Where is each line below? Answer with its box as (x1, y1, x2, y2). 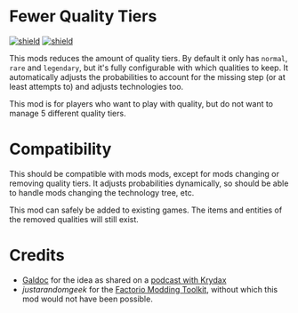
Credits (9, 245, 65, 266)
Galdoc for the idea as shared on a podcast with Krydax (21, 274, 227, 285)
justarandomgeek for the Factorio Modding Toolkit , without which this (21, 284, 278, 294)
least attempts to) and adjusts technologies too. (9, 81, 184, 92)
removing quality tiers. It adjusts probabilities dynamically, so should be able (9, 178, 289, 189)
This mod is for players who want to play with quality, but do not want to (9, 98, 274, 108)
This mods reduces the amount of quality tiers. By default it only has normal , (9, 52, 288, 63)
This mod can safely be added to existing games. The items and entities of (9, 205, 283, 215)
